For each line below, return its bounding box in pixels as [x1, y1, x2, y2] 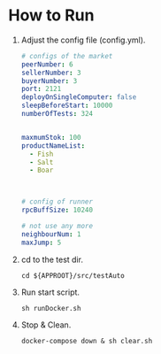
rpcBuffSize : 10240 [20, 205, 94, 215]
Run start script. [20, 287, 80, 297]
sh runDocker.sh [20, 304, 81, 312]
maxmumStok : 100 [20, 133, 81, 142]
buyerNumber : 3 [20, 76, 78, 85]
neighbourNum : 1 [20, 229, 81, 239]
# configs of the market [20, 51, 113, 60]
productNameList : [20, 141, 86, 150]
